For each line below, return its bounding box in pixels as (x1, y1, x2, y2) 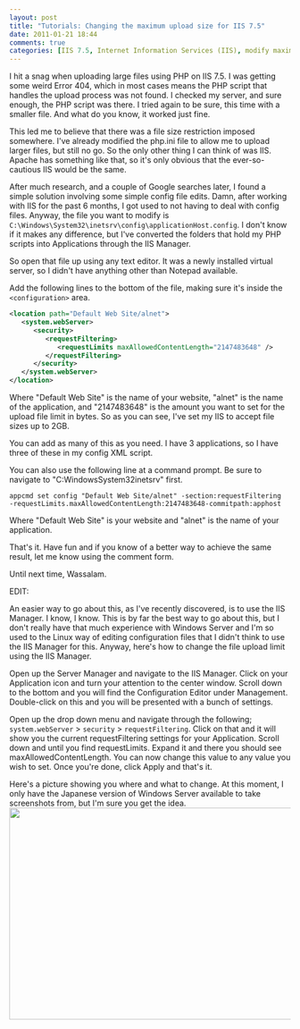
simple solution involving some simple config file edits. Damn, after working (9, 191, 287, 202)
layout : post (9, 13, 58, 22)
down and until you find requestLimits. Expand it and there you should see (9, 743, 282, 753)
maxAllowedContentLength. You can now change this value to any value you (9, 752, 291, 763)
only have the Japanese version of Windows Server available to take (9, 789, 262, 798)
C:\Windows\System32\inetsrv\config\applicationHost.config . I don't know (9, 220, 287, 231)
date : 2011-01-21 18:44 (9, 30, 98, 38)
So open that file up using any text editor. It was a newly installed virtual (9, 256, 274, 266)
